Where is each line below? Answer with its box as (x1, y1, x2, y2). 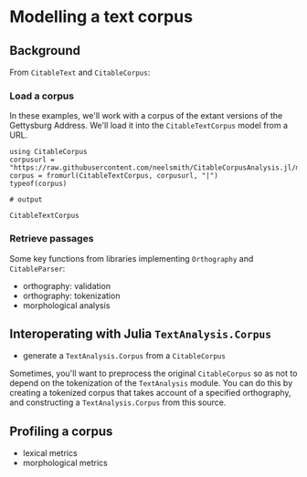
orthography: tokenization (22, 290, 121, 301)
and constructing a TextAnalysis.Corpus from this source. (9, 397, 227, 408)
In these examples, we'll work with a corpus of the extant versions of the (9, 110, 283, 121)
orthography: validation (22, 280, 111, 291)
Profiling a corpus (9, 423, 113, 439)
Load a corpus (9, 89, 75, 102)
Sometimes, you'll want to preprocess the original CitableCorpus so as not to (9, 368, 298, 379)
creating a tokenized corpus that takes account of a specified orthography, (9, 388, 291, 399)
